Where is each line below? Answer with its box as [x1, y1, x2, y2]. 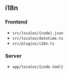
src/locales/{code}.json [12, 30, 64, 36]
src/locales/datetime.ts [12, 36, 64, 41]
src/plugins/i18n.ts [12, 41, 55, 46]
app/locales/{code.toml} [12, 64, 64, 69]
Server [5, 52, 22, 59]
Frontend [5, 19, 28, 25]
